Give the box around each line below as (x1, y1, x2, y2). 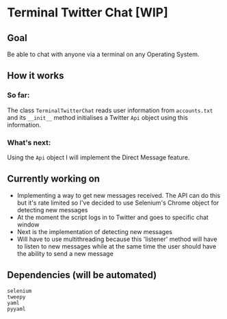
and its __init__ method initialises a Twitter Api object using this (7, 113, 188, 121)
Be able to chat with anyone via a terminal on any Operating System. (7, 50, 200, 58)
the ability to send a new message (16, 249, 114, 257)
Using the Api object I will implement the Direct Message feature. (7, 153, 190, 162)
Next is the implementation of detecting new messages (16, 227, 173, 235)
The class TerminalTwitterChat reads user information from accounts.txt (7, 106, 213, 114)
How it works (7, 70, 64, 81)
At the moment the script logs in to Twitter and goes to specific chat (16, 213, 209, 221)
